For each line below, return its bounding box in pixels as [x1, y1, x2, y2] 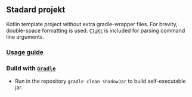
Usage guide [6, 48, 44, 56]
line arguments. [6, 33, 45, 40]
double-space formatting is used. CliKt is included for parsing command [6, 27, 185, 34]
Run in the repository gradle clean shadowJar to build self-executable [14, 77, 186, 85]
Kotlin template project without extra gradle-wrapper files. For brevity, [6, 20, 178, 27]
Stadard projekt [6, 5, 66, 15]
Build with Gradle [6, 64, 56, 72]
